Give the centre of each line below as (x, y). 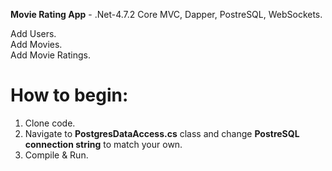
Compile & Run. (56, 155)
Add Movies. (36, 44)
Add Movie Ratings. (50, 55)
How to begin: (69, 95)
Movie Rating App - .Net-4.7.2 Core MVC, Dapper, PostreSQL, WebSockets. (166, 14)
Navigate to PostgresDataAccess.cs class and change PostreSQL (162, 133)
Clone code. (50, 123)
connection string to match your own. (103, 144)
